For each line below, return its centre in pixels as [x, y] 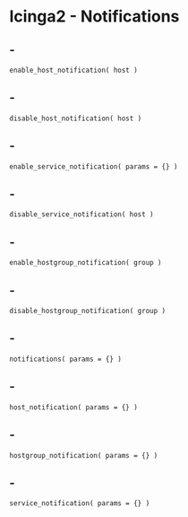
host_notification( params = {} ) [74, 407]
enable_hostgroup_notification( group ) [86, 263]
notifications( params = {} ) [66, 359]
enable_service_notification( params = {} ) [94, 166]
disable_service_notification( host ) [81, 215]
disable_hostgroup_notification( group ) [88, 311]
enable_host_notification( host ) [74, 70]
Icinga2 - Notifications [94, 17]
